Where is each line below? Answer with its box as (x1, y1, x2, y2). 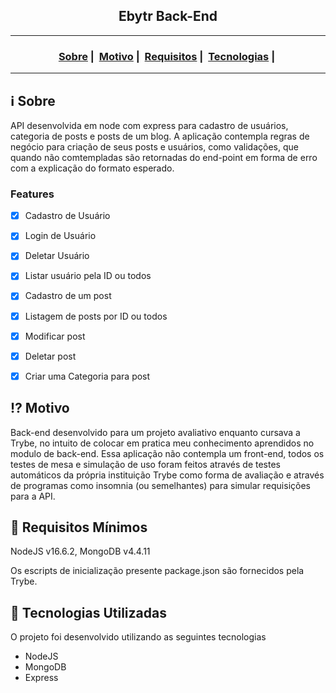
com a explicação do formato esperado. (10, 162, 175, 174)
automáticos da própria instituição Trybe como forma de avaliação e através (10, 469, 325, 481)
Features (10, 187, 55, 201)
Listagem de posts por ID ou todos (24, 310, 168, 322)
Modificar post (24, 330, 86, 342)
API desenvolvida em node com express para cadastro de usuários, (10, 119, 289, 131)
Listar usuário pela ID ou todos (24, 270, 152, 282)
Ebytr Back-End (118, 8, 218, 25)
